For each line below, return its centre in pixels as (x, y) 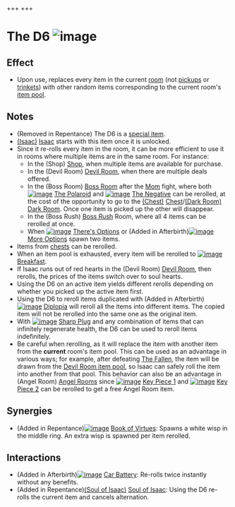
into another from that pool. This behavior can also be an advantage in (119, 374)
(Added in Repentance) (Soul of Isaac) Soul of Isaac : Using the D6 (112, 490)
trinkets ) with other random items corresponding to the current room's (119, 87)
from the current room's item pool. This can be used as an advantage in (122, 351)
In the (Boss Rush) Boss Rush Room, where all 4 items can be (117, 216)
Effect (20, 62)
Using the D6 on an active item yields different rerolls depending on (115, 284)
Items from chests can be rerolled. (67, 246)
